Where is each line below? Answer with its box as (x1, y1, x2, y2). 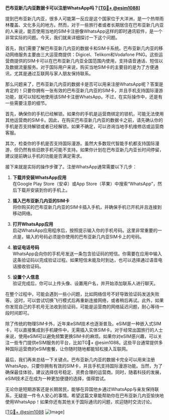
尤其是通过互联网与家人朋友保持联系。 (14, 71, 94, 76)
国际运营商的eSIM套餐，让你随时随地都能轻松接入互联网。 (9, 346, 131, 352)
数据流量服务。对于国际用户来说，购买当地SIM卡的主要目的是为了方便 (9, 64, 154, 70)
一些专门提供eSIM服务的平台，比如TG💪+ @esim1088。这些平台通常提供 (9, 340, 159, 345)
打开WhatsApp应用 (12, 221, 54, 227)
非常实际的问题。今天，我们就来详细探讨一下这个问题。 (5, 35, 120, 40)
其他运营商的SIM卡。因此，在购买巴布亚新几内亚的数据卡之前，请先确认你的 (5, 117, 163, 123)
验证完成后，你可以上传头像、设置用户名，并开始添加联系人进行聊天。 (12, 280, 158, 286)
